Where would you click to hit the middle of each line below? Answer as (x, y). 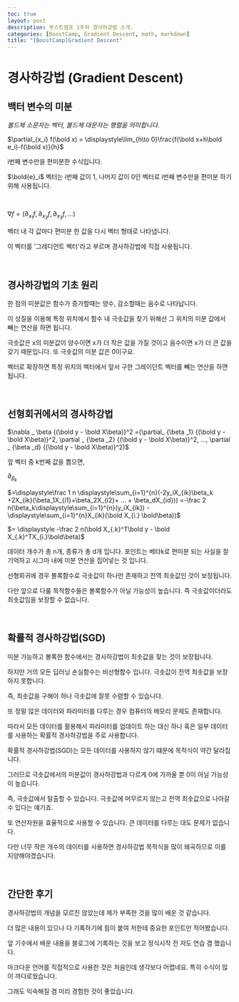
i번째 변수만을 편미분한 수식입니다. (55, 162)
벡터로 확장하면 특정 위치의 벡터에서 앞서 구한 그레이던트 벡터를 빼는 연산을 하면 (118, 367)
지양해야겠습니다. (31, 855)
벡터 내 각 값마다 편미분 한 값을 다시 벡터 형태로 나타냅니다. (89, 231)
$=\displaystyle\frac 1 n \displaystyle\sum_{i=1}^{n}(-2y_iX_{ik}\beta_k (111, 492)
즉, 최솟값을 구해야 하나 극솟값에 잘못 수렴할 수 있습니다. (85, 696)
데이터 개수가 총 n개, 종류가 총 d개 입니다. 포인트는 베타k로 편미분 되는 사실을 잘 (118, 551)
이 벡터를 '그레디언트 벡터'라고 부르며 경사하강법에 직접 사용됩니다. (100, 246)
